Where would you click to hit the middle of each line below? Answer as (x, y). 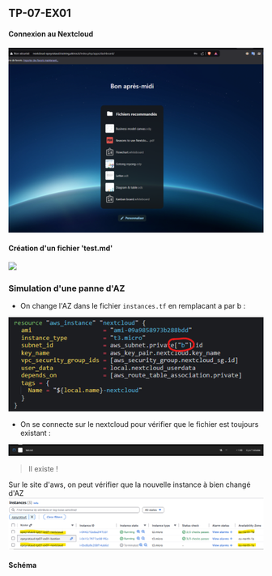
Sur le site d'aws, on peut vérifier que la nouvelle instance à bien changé (130, 484)
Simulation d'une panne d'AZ (67, 288)
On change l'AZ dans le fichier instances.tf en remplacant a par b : (133, 306)
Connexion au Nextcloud (51, 34)
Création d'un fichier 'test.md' (61, 248)
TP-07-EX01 (40, 13)
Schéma (23, 565)
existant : (35, 433)
